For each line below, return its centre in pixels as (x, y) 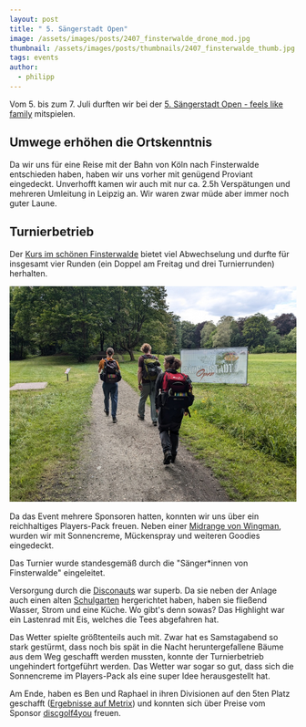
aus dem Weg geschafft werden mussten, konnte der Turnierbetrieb (137, 656)
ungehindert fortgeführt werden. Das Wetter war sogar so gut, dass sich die (152, 666)
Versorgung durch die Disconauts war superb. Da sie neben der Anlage (143, 590)
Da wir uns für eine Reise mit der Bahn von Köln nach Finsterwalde (134, 164)
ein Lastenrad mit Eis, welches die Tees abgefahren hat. (114, 619)
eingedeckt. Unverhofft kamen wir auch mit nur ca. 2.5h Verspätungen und (150, 183)
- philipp (36, 78)
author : (24, 68)
